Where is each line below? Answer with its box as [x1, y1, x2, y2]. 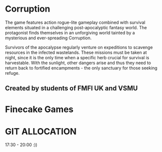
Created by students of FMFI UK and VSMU [5, 84, 138, 93]
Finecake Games [5, 103, 74, 115]
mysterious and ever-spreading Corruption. [5, 35, 92, 41]
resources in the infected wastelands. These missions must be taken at [5, 50, 147, 55]
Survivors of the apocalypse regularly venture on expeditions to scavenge [5, 44, 153, 50]
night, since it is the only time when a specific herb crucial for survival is [5, 54, 149, 60]
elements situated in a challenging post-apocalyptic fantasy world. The [5, 24, 147, 30]
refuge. [5, 70, 20, 76]
